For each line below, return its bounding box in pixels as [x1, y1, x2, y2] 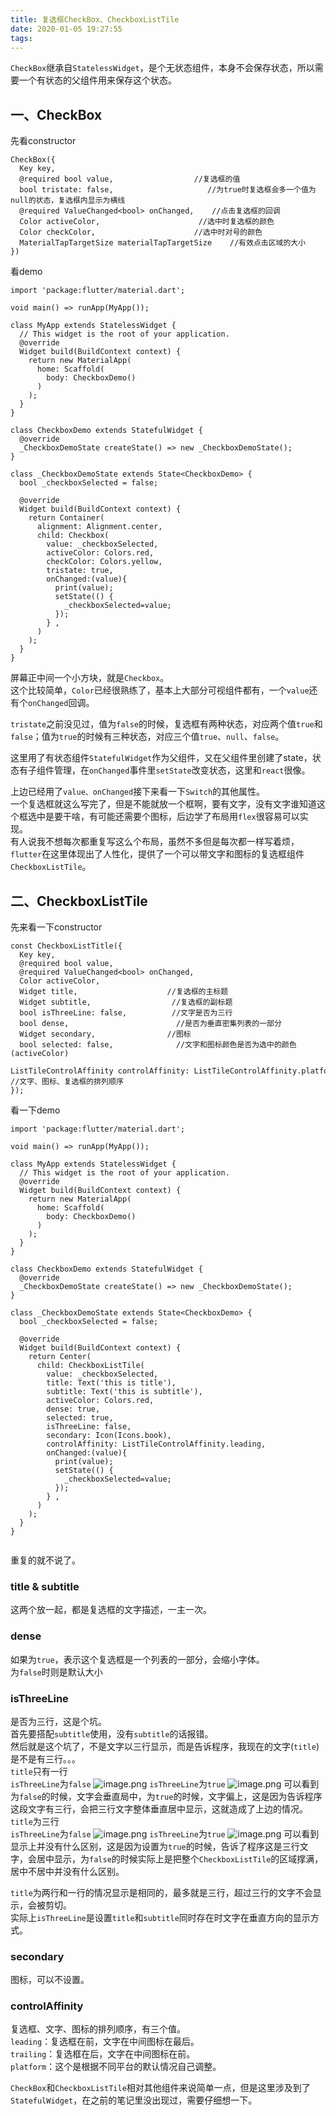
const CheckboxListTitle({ [10, 941, 123, 951]
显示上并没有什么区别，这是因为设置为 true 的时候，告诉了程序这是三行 [10, 1840, 300, 1852]
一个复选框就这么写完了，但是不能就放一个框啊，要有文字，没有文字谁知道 [10, 798, 317, 810]
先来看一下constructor [10, 921, 103, 933]
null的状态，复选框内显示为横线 [10, 196, 126, 206]
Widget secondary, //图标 [19, 1029, 192, 1039]
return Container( [28, 513, 105, 523]
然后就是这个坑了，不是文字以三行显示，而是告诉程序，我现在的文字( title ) [10, 1740, 320, 1752]
